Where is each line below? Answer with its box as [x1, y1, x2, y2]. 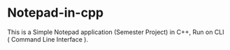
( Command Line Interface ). [7, 35, 89, 43]
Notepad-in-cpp [7, 5, 103, 21]
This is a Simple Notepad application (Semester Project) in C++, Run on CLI [7, 28, 224, 36]
